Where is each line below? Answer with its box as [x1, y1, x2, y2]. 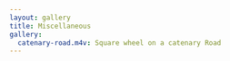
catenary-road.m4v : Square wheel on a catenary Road [17, 38, 222, 48]
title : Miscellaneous [9, 22, 92, 30]
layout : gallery [9, 13, 71, 22]
